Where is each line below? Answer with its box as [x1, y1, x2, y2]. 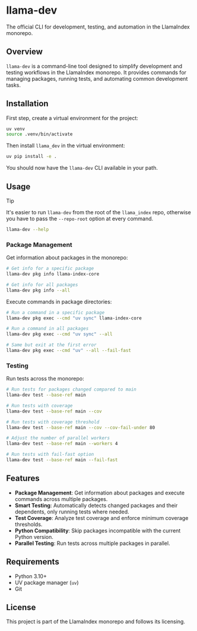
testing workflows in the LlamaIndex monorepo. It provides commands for [6, 69, 187, 76]
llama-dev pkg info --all [6, 287, 70, 293]
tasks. [6, 81, 21, 88]
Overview [6, 47, 43, 57]
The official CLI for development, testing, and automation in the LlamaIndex [6, 23, 190, 30]
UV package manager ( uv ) [14, 579, 79, 586]
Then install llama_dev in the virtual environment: [6, 142, 126, 149]
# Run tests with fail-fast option [6, 452, 94, 458]
